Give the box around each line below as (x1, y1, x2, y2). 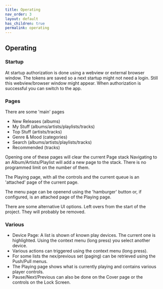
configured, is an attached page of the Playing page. (5, 194, 111, 200)
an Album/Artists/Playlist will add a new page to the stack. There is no (5, 160, 146, 165)
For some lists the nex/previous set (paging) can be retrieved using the (12, 253, 156, 259)
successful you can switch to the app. (5, 85, 82, 91)
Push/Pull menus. (12, 258, 48, 264)
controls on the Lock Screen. (12, 279, 71, 286)
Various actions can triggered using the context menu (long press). (12, 248, 148, 254)
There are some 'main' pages (5, 109, 65, 115)
